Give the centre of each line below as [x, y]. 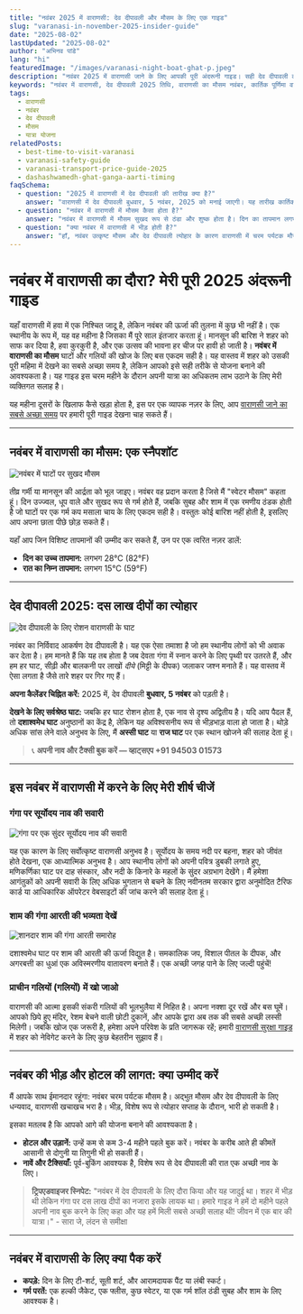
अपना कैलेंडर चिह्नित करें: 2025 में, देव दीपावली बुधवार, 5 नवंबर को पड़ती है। [119, 694]
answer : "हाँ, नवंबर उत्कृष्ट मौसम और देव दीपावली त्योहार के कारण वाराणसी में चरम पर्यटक [155, 235]
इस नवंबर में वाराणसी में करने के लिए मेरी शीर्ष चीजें [112, 788]
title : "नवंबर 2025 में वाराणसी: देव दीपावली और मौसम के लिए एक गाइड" [119, 18]
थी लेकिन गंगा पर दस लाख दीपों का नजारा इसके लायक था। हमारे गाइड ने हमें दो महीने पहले [160, 1201]
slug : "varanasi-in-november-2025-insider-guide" [105, 26]
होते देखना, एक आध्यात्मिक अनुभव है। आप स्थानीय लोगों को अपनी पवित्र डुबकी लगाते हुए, [135, 861]
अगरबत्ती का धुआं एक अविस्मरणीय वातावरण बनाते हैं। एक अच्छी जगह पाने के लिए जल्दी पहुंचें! [141, 963]
